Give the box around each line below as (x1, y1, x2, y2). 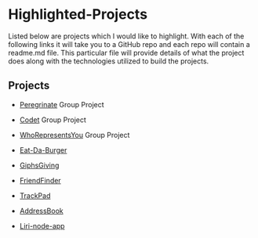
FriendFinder (19, 175, 61, 185)
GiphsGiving (19, 160, 60, 170)
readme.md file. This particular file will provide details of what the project (8, 48, 245, 57)
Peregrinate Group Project (19, 99, 104, 109)
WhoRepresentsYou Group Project (19, 130, 130, 139)
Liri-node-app (19, 221, 65, 230)
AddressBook (19, 206, 64, 215)
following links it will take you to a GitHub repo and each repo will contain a (8, 39, 251, 49)
